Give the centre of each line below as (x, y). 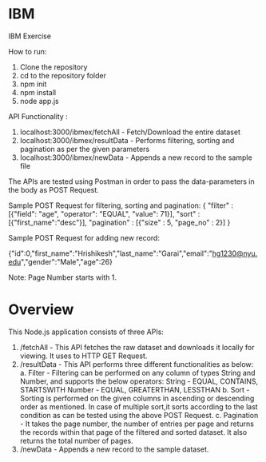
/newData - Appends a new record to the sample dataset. (114, 449)
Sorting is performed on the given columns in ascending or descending (137, 398)
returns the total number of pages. (76, 440)
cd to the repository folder (63, 75)
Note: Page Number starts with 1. (63, 277)
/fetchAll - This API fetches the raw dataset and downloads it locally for (137, 347)
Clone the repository (54, 67)
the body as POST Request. (54, 189)
